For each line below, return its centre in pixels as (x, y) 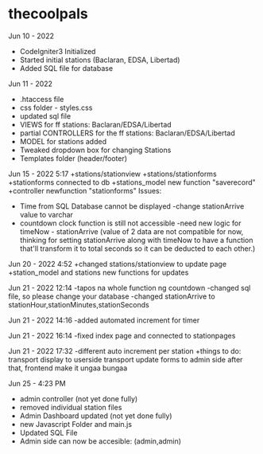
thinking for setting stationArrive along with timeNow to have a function (136, 240)
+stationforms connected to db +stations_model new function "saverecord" (132, 182)
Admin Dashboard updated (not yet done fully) (96, 416)
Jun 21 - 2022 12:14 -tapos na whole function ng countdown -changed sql (130, 288)
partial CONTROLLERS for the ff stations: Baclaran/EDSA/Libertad (128, 133)
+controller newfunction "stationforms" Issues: (85, 190)
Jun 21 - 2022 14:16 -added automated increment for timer (104, 320)
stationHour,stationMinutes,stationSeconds (79, 304)
